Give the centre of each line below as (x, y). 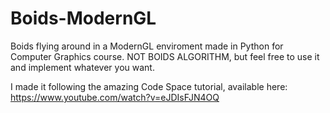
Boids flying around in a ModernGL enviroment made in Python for (147, 46)
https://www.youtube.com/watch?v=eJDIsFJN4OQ (115, 97)
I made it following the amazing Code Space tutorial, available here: (149, 86)
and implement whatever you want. (82, 67)
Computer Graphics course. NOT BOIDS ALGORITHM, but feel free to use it (165, 56)
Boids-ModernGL (83, 18)
